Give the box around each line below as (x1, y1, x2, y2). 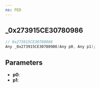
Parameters (5, 58, 43, 67)
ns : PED (5, 7, 22, 13)
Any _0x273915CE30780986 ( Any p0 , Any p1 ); (5, 44, 96, 50)
